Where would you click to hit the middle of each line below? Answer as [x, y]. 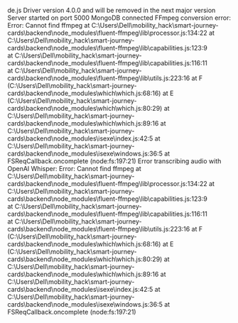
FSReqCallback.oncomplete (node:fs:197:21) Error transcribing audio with [114, 161]
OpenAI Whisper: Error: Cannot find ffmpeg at [75, 169]
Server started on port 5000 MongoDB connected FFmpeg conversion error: [119, 18]
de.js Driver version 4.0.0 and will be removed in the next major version [112, 10]
